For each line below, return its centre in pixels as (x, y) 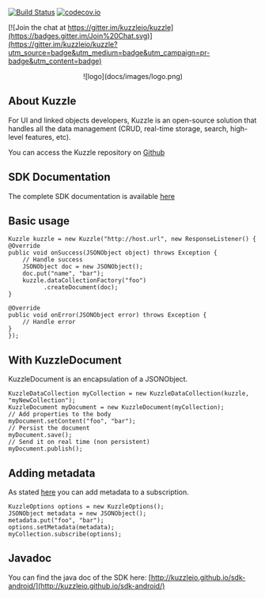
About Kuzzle (42, 102)
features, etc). (48, 137)
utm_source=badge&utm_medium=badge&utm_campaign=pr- (109, 53)
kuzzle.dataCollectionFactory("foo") (85, 280)
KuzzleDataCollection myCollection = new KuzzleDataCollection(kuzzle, (129, 394)
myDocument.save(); (40, 435)
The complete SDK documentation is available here (92, 196)
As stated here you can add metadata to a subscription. (99, 492)
